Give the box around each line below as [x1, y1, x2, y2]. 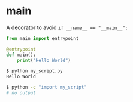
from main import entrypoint [6, 35, 79, 41]
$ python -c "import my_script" [6, 85, 87, 91]
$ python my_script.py [6, 68, 63, 74]
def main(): [6, 52, 36, 58]
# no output [6, 90, 36, 96]
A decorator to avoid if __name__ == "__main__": [6, 24, 128, 31]
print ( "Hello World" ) [17, 57, 71, 63]
